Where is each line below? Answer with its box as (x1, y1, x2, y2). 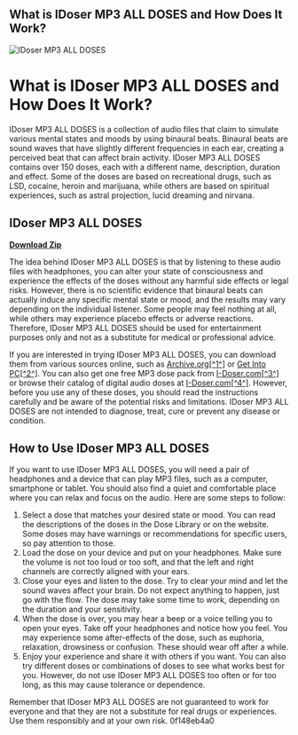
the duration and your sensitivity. (21, 604, 143, 615)
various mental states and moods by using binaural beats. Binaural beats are (9, 133, 288, 144)
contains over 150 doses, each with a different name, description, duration (9, 162, 281, 172)
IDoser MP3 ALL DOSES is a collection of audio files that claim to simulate (9, 123, 279, 134)
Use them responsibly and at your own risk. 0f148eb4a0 (9, 715, 215, 726)
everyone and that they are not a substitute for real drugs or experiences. (9, 706, 278, 717)
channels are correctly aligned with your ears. (21, 566, 191, 577)
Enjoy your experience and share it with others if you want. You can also (21, 652, 286, 662)
